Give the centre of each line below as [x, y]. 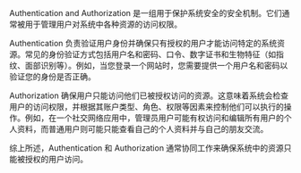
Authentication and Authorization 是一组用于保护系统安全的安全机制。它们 [146, 13]
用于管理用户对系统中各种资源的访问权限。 [103, 24]
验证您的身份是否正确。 [52, 77]
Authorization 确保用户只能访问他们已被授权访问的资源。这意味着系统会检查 [149, 95]
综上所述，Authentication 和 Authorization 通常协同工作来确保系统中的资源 [146, 148]
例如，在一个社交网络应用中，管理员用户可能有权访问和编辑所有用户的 [154, 118]
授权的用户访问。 [56, 159]
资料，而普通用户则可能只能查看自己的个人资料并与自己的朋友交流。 [142, 129]
